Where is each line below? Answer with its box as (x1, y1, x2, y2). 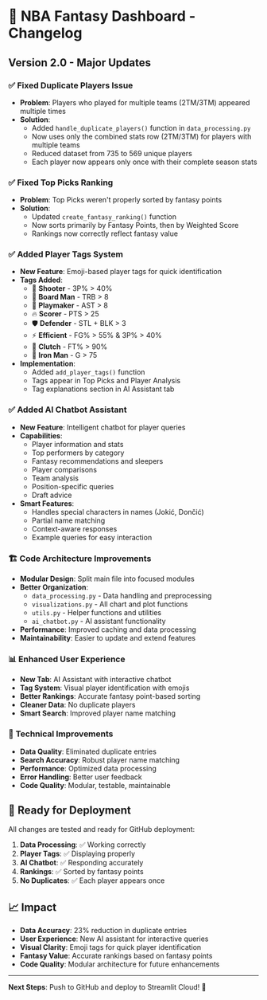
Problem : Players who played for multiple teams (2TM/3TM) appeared (19, 97, 250, 107)
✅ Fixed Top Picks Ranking (8, 177, 114, 188)
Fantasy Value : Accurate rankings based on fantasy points (19, 951, 213, 961)
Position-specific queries (31, 481, 114, 491)
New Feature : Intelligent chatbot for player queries (19, 422, 186, 432)
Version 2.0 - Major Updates (8, 56, 152, 69)
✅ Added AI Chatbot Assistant (8, 404, 127, 415)
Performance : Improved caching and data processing (19, 625, 197, 634)
